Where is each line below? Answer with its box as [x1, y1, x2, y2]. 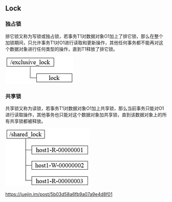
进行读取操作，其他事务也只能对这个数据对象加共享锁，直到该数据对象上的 [5, 111, 162, 117]
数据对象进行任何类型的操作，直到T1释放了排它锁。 [9, 46, 118, 52]
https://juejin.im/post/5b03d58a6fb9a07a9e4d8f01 [5, 191, 113, 197]
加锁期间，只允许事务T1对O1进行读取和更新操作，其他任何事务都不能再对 [5, 39, 159, 46]
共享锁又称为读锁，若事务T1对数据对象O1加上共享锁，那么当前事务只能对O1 [5, 105, 164, 111]
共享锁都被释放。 [9, 118, 46, 124]
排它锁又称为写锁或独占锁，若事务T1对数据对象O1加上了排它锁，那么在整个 [5, 33, 164, 39]
